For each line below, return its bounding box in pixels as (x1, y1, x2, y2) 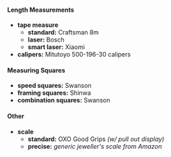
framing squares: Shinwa (17, 89, 92, 97)
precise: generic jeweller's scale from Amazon (27, 142, 162, 150)
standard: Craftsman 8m (27, 28, 99, 37)
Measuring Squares (7, 66, 66, 74)
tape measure (17, 21, 59, 29)
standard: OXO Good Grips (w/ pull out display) (27, 135, 165, 143)
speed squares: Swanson (17, 82, 92, 90)
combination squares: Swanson (17, 96, 111, 104)
